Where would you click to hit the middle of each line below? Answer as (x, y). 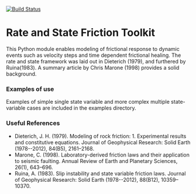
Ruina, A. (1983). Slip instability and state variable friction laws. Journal (100, 173)
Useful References (33, 123)
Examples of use (30, 89)
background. (21, 74)
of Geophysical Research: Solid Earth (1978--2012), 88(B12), (87, 179)
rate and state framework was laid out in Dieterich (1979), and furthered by (96, 61)
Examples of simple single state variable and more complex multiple (88, 102)
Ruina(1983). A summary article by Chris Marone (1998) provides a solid (93, 67)
